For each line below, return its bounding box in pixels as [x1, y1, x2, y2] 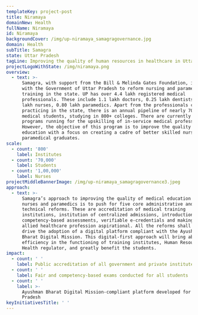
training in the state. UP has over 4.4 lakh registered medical [21, 91, 186, 97]
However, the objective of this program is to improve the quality [21, 124, 192, 130]
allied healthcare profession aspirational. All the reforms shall [21, 223, 192, 229]
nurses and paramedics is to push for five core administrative [21, 201, 183, 207]
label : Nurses [16, 174, 51, 180]
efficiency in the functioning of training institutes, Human [21, 239, 178, 245]
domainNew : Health [6, 20, 51, 25]
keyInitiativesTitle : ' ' [6, 300, 70, 306]
